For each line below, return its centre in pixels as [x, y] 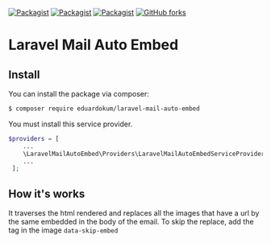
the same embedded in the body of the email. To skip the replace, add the [131, 222]
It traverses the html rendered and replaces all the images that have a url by [134, 213]
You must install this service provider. [71, 124]
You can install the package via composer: [79, 94]
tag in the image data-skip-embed [63, 230]
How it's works [47, 194]
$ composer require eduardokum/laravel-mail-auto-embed [104, 109]
